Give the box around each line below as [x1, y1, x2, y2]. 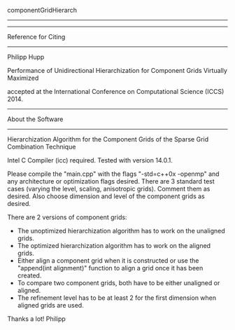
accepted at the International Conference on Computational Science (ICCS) [7, 88, 225, 95]
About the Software [7, 115, 64, 123]
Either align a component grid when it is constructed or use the [17, 256, 199, 265]
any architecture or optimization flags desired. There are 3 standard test [7, 177, 215, 185]
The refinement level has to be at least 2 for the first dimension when [17, 294, 217, 302]
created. [17, 271, 42, 280]
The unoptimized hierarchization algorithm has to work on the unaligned [17, 227, 225, 235]
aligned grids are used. [17, 301, 84, 309]
